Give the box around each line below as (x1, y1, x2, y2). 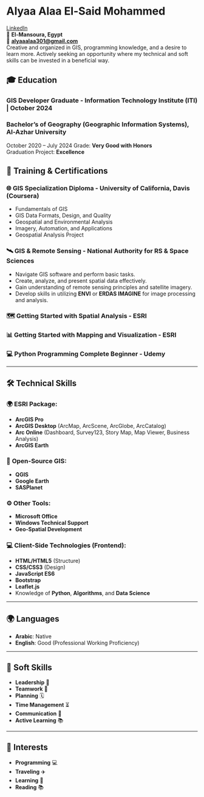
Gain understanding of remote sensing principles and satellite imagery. (15, 283, 192, 291)
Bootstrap (15, 576, 41, 584)
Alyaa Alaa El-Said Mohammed (6, 4, 166, 18)
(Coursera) (6, 191, 39, 200)
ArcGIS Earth (15, 442, 49, 449)
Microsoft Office (15, 512, 58, 520)
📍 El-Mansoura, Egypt (6, 30, 63, 38)
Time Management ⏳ (15, 701, 70, 708)
